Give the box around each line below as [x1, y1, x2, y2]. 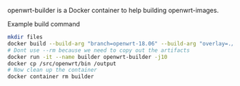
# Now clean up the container [7, 67, 98, 74]
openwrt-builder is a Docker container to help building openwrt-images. [7, 6, 219, 14]
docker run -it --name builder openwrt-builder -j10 [7, 53, 168, 60]
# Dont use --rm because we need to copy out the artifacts [7, 46, 191, 54]
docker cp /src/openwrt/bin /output [7, 60, 116, 67]
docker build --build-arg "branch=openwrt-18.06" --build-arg [7, 40, 196, 47]
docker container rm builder [7, 73, 94, 80]
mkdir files [7, 33, 43, 41]
